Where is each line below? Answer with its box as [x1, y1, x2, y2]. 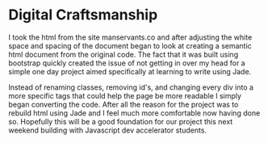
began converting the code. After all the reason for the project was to [8, 99, 239, 109]
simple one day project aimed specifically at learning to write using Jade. [8, 66, 252, 76]
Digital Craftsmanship [8, 6, 158, 24]
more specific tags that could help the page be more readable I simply [8, 90, 242, 100]
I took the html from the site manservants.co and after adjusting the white [8, 32, 253, 42]
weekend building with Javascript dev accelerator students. [8, 125, 207, 135]
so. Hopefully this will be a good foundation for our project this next [8, 116, 233, 126]
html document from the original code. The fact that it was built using [8, 49, 239, 59]
